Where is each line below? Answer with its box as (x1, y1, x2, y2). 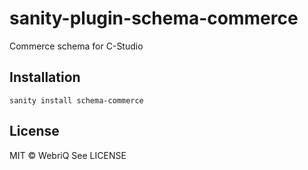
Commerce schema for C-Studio (9, 40, 144, 52)
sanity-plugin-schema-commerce (9, 7, 299, 30)
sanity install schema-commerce (9, 95, 144, 106)
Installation (9, 69, 81, 86)
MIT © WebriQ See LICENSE (9, 149, 127, 161)
